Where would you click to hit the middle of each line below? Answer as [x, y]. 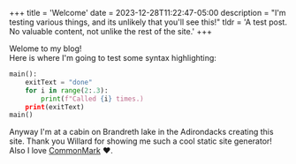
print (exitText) [55, 107]
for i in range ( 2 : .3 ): [67, 90]
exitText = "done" [59, 82]
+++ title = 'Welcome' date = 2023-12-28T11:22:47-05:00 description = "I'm [148, 13]
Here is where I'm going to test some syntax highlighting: [113, 58]
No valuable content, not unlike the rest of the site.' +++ [110, 31]
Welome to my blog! [46, 48]
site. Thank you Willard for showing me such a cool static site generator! [140, 141]
